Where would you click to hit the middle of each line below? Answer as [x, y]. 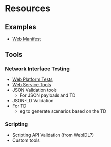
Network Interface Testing [38, 69]
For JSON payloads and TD [48, 95]
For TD [19, 106]
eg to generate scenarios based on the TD [63, 111]
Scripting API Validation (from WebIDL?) [53, 135]
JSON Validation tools [34, 90]
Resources [28, 9]
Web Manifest [27, 39]
